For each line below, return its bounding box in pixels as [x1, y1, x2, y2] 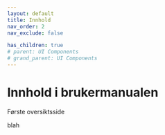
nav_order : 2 [7, 23, 45, 30]
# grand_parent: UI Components [7, 55, 98, 62]
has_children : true [7, 42, 64, 49]
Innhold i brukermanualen [7, 84, 159, 100]
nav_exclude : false [7, 29, 64, 37]
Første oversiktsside [7, 107, 65, 116]
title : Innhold [7, 17, 51, 24]
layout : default [7, 10, 54, 17]
